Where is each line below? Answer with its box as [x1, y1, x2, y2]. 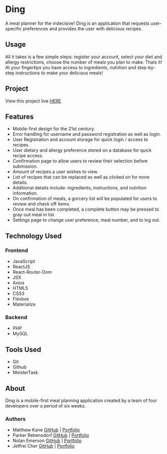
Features [5, 112, 34, 121]
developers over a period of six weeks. [5, 402, 86, 409]
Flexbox [12, 296, 29, 302]
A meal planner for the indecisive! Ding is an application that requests [5, 20, 150, 26]
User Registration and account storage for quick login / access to [12, 136, 148, 142]
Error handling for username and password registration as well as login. [12, 131, 161, 137]
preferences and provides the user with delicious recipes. [23, 25, 143, 31]
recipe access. [12, 153, 43, 159]
